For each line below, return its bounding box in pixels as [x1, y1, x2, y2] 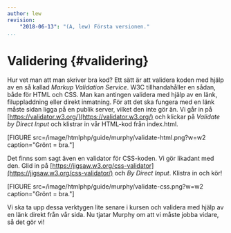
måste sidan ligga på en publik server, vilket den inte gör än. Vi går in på [7, 105, 213, 114]
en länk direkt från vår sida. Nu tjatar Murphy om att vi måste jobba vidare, [7, 211, 219, 219]
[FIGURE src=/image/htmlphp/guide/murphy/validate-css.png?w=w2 [7, 182, 204, 191]
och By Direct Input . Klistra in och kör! [114, 169, 223, 178]
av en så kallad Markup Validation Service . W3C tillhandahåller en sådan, [7, 83, 216, 92]
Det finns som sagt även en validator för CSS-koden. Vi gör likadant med [7, 154, 214, 163]
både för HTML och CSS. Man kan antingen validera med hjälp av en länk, [7, 91, 218, 99]
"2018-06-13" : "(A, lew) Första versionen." [19, 23, 150, 30]
